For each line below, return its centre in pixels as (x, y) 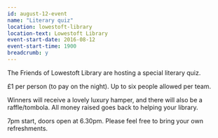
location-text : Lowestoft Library (58, 33)
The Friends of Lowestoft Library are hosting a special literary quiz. (104, 73)
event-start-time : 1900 (42, 46)
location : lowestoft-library (50, 27)
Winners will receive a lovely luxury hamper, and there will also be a (105, 99)
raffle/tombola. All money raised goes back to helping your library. (103, 107)
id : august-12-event (38, 14)
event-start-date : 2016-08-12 (52, 40)
